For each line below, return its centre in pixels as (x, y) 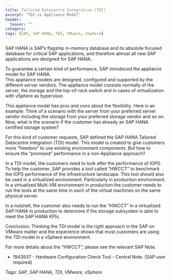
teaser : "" (21, 24)
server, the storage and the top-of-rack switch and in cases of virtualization (84, 90)
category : (16, 29)
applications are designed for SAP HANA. (49, 59)
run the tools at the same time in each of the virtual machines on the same (83, 190)
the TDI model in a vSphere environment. (48, 237)
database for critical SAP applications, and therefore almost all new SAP (81, 53)
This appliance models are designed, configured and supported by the (79, 80)
